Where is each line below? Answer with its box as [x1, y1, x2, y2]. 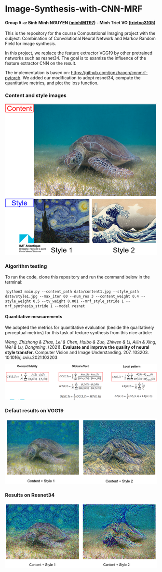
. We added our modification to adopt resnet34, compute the [20, 75, 141, 81]
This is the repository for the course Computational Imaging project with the [5, 31, 156, 36]
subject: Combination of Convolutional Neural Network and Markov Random [5, 35, 156, 42]
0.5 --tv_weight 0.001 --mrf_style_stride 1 [33, 299, 124, 304]
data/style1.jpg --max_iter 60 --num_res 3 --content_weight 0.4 [5, 294, 139, 299]
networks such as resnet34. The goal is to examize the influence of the [5, 55, 146, 61]
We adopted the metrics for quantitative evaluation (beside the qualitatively [5, 325, 154, 330]
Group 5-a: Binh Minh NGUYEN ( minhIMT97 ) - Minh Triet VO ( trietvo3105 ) [5, 19, 156, 25]
